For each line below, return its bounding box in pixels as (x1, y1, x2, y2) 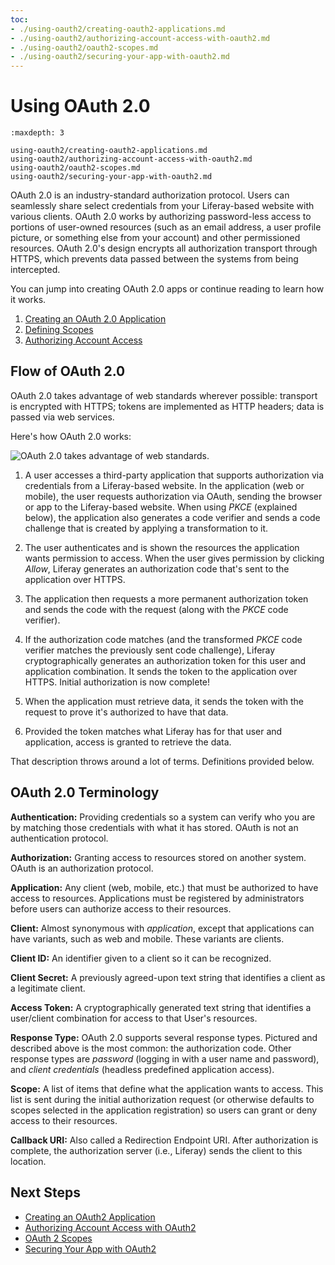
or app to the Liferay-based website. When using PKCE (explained (24, 501, 298, 513)
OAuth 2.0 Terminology (10, 784, 160, 801)
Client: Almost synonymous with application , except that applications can (10, 922, 315, 934)
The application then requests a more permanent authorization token (24, 592, 309, 605)
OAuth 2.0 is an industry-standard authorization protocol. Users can (10, 189, 290, 201)
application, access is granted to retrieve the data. (24, 736, 232, 748)
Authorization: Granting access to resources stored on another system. (10, 851, 307, 863)
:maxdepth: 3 (10, 128, 65, 138)
